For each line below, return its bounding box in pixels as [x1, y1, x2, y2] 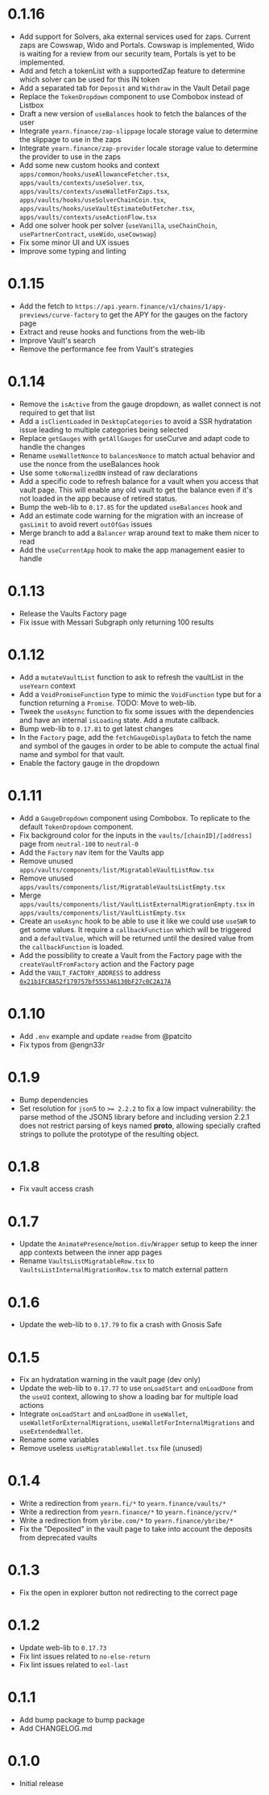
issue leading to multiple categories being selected [19, 425, 188, 435]
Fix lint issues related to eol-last [19, 1660, 130, 1670]
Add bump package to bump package [19, 1715, 146, 1725]
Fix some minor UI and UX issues [19, 238, 130, 247]
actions [19, 1401, 44, 1410]
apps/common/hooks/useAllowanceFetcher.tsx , [19, 169, 170, 179]
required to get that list [19, 407, 95, 417]
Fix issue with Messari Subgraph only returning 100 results [19, 617, 214, 627]
